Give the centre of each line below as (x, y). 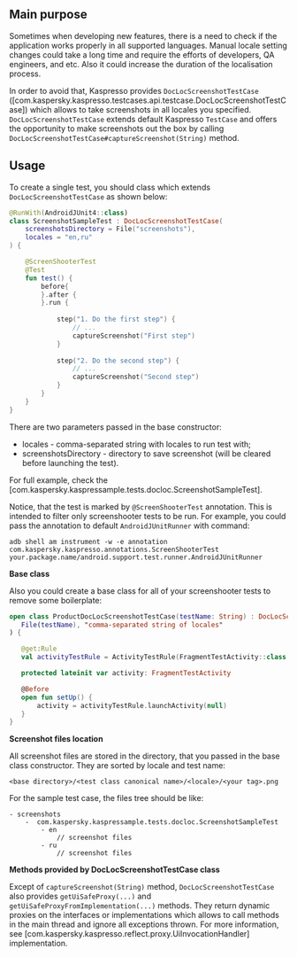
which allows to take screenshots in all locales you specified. (141, 109)
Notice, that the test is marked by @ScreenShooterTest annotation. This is (141, 506)
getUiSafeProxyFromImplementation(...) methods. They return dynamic (140, 906)
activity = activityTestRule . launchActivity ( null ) (132, 705)
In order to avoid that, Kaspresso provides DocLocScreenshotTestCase (134, 90)
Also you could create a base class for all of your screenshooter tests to (140, 591)
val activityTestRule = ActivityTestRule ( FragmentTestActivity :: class (154, 657)
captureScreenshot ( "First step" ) (134, 336)
